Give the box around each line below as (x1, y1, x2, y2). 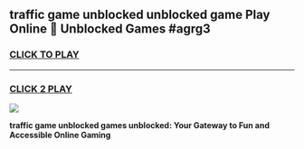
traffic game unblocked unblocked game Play (9, 7, 271, 23)
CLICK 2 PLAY (9, 82, 72, 95)
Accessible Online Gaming (9, 129, 111, 140)
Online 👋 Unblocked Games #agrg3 (9, 22, 211, 37)
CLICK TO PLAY (9, 49, 80, 61)
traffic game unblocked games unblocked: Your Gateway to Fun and (9, 119, 270, 130)
